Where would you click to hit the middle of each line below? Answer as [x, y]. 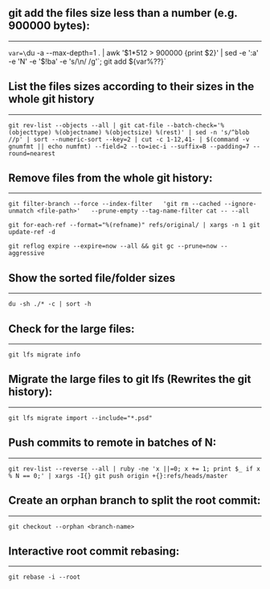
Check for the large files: [72, 329]
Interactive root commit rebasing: [94, 551]
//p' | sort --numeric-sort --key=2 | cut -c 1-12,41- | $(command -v [129, 139]
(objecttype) [30, 132]
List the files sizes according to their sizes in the [131, 86]
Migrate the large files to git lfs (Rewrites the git [130, 379]
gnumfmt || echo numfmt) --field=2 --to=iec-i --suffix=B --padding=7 [129, 146]
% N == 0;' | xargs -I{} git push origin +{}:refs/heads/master [118, 476]
